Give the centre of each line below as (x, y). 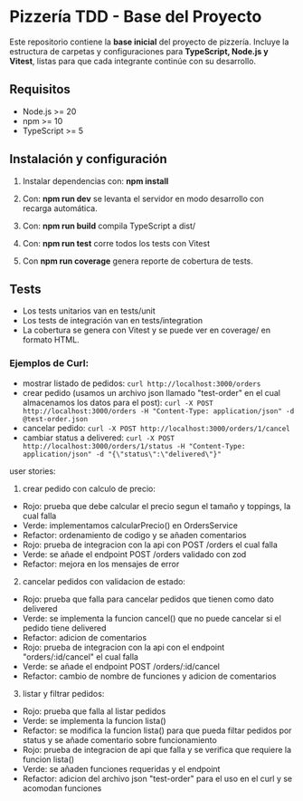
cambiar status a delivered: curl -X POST (98, 438)
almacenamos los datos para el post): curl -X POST (118, 402)
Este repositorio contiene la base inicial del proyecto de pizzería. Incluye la (149, 42)
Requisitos (40, 89)
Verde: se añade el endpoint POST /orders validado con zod (134, 554)
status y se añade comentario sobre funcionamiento (119, 739)
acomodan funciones (62, 788)
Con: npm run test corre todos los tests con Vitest (116, 243)
